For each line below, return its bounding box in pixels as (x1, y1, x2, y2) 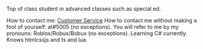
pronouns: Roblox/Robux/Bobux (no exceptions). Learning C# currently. (6, 30, 188, 37)
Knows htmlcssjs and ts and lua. (6, 36, 88, 43)
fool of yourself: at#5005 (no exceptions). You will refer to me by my (6, 24, 179, 30)
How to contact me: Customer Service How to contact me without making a (6, 17, 197, 24)
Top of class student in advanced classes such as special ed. (6, 5, 161, 12)
